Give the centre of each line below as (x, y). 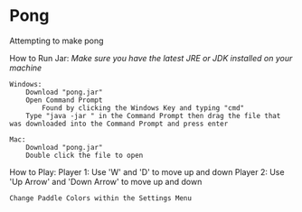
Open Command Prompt (64, 100)
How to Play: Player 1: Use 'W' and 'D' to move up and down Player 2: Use (147, 171)
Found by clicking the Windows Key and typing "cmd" (143, 108)
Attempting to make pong (57, 41)
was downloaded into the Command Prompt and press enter (119, 124)
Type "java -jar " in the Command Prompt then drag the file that (153, 115)
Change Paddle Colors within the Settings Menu (101, 198)
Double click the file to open (85, 155)
